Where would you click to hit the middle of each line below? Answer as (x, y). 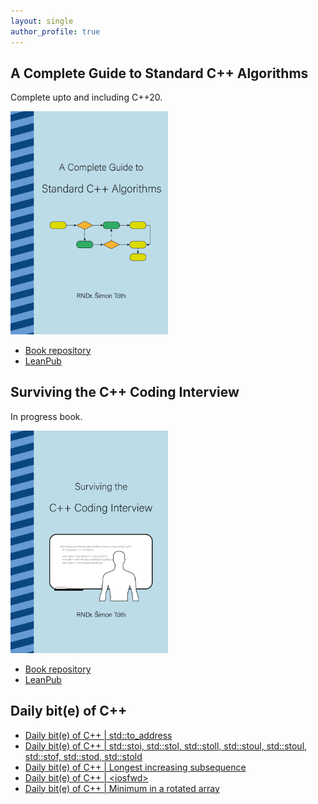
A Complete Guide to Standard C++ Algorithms (159, 73)
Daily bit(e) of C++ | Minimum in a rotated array (122, 788)
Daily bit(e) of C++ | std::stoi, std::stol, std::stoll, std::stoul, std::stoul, (166, 746)
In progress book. (46, 416)
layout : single (42, 21)
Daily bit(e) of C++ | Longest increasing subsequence (135, 767)
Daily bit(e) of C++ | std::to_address (98, 735)
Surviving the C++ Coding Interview (125, 392)
